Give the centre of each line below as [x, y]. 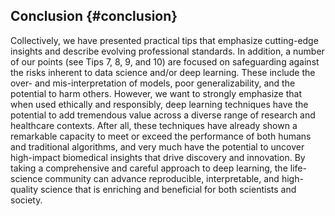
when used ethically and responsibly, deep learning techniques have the [159, 104]
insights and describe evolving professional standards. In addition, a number [167, 51]
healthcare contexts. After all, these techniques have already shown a [154, 125]
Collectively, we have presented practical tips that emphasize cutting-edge [164, 40]
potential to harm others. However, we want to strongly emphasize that [156, 93]
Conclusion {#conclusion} [94, 16]
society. [26, 200]
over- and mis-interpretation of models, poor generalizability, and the [153, 83]
